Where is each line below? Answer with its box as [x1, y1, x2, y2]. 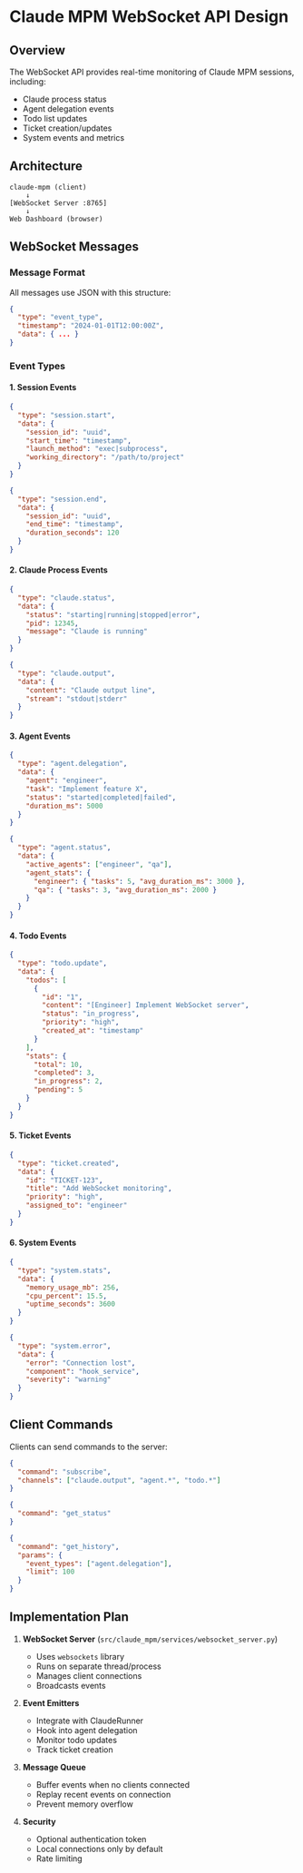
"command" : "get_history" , [17, 1542, 120, 1551]
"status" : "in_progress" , [42, 1009, 141, 1018]
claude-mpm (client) [9, 182, 88, 191]
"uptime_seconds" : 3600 [25, 1299, 116, 1309]
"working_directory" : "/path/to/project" [25, 453, 184, 462]
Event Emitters [22, 1697, 80, 1708]
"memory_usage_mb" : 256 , [25, 1282, 120, 1292]
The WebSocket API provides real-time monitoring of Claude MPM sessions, [9, 66, 295, 77]
